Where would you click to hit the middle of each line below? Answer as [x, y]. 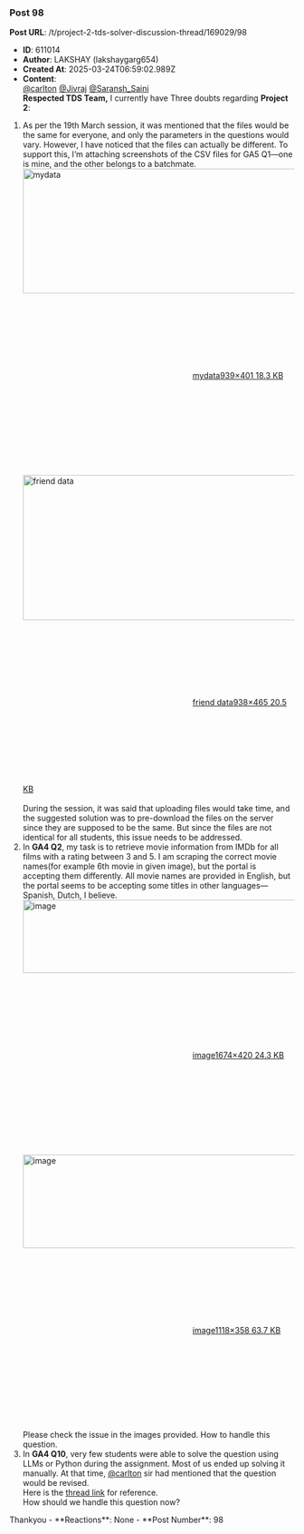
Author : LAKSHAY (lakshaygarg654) [90, 60]
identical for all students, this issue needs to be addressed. [132, 838]
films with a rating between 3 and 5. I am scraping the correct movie [150, 857]
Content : [39, 79]
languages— [245, 886]
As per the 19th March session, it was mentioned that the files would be [156, 125]
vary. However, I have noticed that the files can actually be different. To [155, 145]
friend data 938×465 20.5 [240, 703]
